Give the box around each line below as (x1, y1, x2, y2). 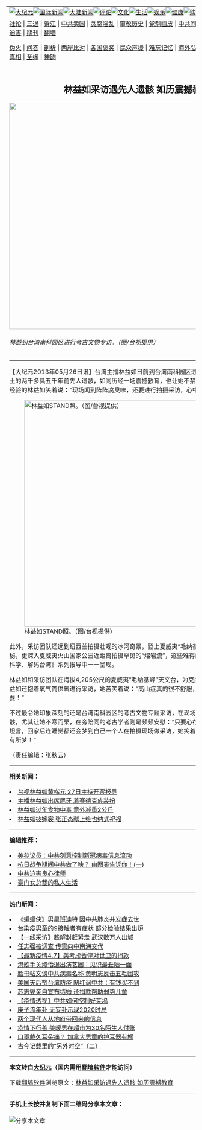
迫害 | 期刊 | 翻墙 (9, 28, 56, 37)
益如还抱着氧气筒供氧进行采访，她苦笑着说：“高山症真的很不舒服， (9, 685, 199, 693)
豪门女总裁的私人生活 (17, 878, 78, 887)
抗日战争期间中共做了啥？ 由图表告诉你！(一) (17, 860, 144, 869)
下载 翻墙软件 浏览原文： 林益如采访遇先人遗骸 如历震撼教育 (9, 1079, 174, 1087)
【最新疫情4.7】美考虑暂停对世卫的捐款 (17, 951, 130, 960)
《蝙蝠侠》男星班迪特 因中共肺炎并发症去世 (17, 915, 140, 924)
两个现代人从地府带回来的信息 (17, 1015, 102, 1023)
